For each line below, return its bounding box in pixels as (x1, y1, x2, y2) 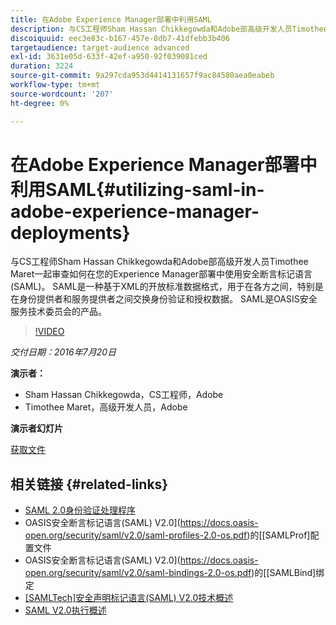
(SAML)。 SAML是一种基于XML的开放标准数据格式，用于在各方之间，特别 (10, 281, 315, 293)
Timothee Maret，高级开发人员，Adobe (24, 401, 188, 413)
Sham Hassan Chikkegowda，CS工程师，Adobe (24, 389, 224, 401)
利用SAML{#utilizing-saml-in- (10, 178, 265, 201)
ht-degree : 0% (10, 98, 70, 108)
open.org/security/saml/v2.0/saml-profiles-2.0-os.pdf (24, 529, 248, 541)
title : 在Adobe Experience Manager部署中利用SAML (10, 14, 212, 25)
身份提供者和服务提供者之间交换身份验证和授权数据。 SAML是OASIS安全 (18, 293, 318, 305)
